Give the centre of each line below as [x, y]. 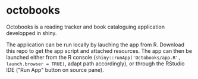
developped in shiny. [32, 33]
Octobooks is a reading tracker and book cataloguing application [86, 27]
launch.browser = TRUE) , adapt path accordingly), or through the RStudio [95, 64]
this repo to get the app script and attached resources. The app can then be [99, 50]
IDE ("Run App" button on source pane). [55, 69]
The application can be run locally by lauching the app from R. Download [95, 45]
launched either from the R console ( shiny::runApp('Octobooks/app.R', [94, 57]
